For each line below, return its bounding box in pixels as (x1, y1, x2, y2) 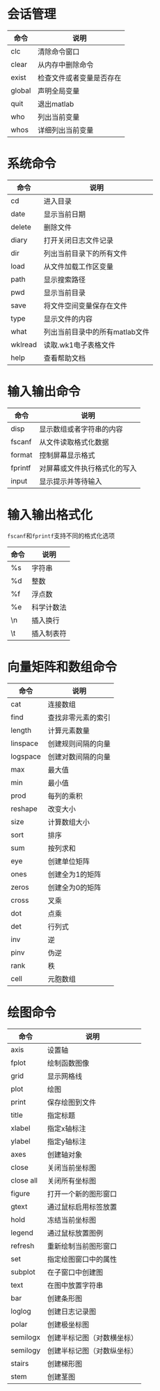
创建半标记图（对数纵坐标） (47, 1346, 138, 1355)
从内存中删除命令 (38, 60, 94, 70)
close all (10, 1176, 38, 1185)
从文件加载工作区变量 (43, 261, 113, 271)
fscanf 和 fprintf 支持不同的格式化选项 (7, 531, 115, 540)
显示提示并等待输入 (39, 476, 102, 486)
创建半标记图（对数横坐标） (47, 1332, 138, 1342)
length (10, 725, 32, 735)
